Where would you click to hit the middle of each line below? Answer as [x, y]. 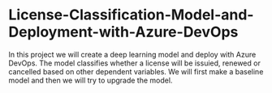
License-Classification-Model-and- [131, 15]
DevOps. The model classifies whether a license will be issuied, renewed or [135, 63]
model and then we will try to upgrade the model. [91, 80]
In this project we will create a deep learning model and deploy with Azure [132, 54]
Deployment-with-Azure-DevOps [123, 32]
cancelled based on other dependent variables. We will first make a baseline [136, 71]
